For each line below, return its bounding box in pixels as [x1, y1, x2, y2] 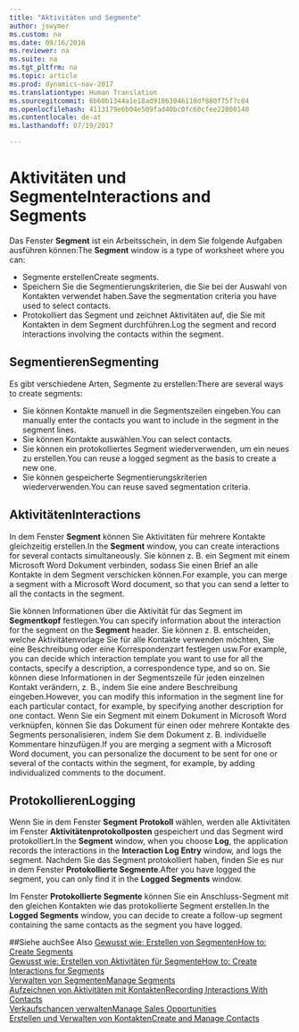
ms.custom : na [9, 30, 62, 38]
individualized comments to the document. [9, 767, 166, 778]
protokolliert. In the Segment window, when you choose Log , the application [9, 836, 288, 847]
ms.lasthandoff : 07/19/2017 [9, 122, 114, 131]
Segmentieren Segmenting [9, 354, 159, 370]
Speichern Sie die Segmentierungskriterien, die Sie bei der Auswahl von [21, 281, 287, 292]
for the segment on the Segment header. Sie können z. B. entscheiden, [9, 624, 271, 635]
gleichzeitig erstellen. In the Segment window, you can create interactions [9, 541, 280, 551]
